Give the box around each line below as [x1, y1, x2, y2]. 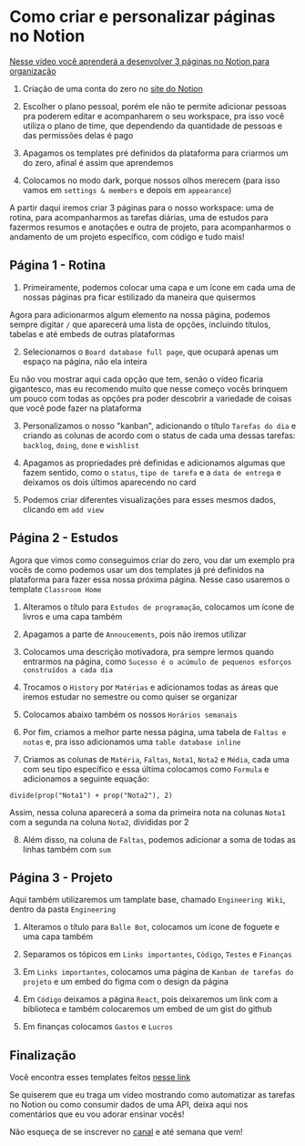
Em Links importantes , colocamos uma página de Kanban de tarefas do [22, 967, 294, 977]
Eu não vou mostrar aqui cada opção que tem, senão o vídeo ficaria [9, 373, 264, 384]
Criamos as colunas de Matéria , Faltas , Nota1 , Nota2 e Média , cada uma [22, 753, 290, 764]
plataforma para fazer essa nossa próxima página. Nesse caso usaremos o [9, 574, 290, 585]
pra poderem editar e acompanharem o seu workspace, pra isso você [22, 110, 285, 121]
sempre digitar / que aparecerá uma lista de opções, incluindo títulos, [9, 319, 271, 330]
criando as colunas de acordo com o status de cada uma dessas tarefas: [22, 430, 296, 441]
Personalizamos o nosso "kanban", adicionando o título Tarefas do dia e [22, 420, 297, 431]
